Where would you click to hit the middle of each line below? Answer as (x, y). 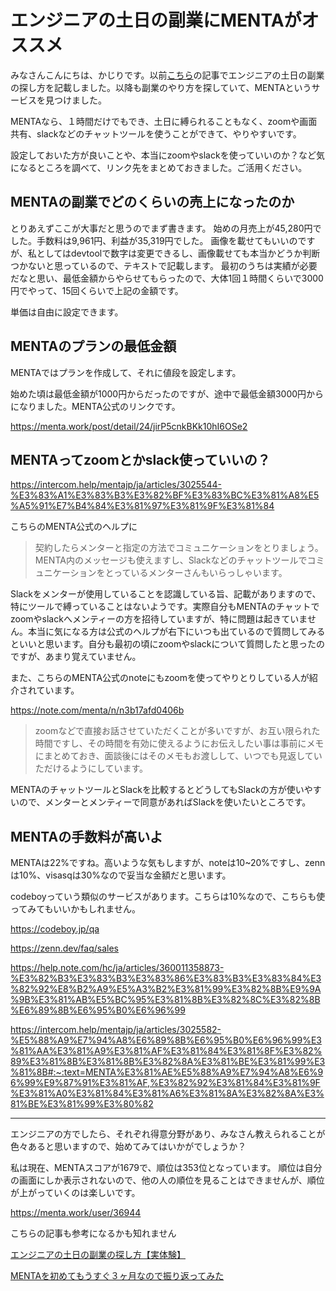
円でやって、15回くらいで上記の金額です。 (97, 290)
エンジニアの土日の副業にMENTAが (156, 20)
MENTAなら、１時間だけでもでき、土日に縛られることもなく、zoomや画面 (164, 121)
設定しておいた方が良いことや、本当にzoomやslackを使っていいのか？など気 (167, 155)
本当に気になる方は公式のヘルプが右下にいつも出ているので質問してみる (176, 632)
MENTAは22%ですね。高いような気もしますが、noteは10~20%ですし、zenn (168, 863)
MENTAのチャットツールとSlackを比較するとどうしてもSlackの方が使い (157, 790)
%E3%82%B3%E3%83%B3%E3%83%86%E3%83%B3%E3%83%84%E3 (166, 978)
